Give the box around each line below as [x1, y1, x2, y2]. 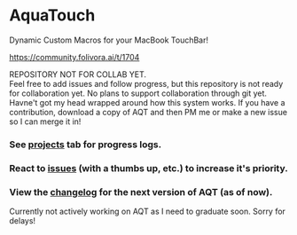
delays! [9, 215, 36, 226]
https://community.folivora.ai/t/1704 [9, 51, 140, 62]
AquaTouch [9, 5, 96, 26]
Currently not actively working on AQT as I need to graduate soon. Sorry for [9, 206, 286, 217]
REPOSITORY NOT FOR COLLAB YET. [9, 68, 147, 80]
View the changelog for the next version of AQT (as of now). [9, 185, 273, 198]
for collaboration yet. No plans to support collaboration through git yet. [9, 88, 268, 98]
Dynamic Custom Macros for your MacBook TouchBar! [9, 35, 209, 45]
